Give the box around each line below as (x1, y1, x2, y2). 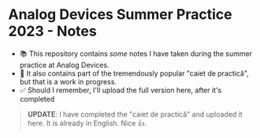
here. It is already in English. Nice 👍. (27, 118, 147, 128)
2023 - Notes (8, 22, 97, 40)
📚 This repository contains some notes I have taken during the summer (19, 49, 252, 58)
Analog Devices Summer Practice (8, 6, 232, 24)
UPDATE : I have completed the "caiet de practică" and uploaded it (27, 109, 243, 119)
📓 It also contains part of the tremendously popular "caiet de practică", (19, 69, 250, 78)
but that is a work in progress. (19, 76, 117, 86)
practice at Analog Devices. (19, 60, 110, 69)
